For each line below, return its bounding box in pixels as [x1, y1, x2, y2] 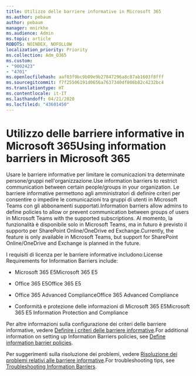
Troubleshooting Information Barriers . [6, 363, 97, 370]
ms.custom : [6, 58, 33, 63]
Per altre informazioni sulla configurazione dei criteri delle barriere [6, 321, 167, 328]
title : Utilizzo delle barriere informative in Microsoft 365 [6, 8, 161, 15]
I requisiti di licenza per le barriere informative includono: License [6, 251, 163, 258]
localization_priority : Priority [6, 47, 88, 53]
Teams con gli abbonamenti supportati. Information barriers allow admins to [6, 202, 188, 209]
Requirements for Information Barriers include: [6, 257, 119, 264]
